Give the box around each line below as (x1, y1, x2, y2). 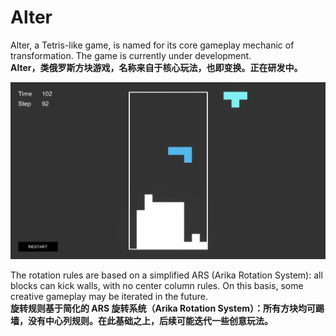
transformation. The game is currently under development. (10, 49, 252, 61)
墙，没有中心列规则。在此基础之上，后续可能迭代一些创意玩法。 (10, 314, 273, 326)
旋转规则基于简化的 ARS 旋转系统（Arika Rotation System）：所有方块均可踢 (10, 302, 325, 314)
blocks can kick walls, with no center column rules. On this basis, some (10, 279, 304, 291)
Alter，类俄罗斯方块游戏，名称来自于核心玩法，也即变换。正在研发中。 (10, 61, 303, 73)
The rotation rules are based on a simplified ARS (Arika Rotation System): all (10, 269, 323, 281)
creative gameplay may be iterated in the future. (10, 290, 208, 302)
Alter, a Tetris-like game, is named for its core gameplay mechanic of (10, 39, 295, 51)
